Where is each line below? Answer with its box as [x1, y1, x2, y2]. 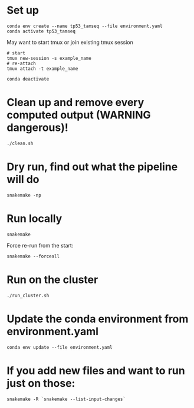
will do [6, 173, 40, 187]
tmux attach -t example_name [6, 66, 78, 72]
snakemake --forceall [6, 253, 60, 259]
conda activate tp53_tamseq [6, 28, 76, 34]
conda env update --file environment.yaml [6, 344, 113, 350]
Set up [6, 4, 39, 17]
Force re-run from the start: [6, 242, 74, 249]
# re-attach [6, 60, 36, 66]
